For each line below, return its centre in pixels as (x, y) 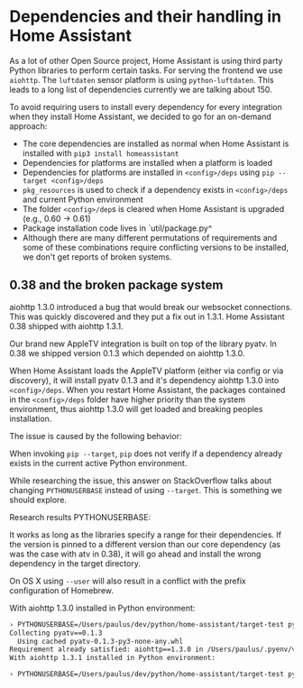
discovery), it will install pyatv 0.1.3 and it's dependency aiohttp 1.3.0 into (144, 380)
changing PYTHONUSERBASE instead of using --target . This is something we (146, 490)
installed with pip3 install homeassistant (101, 153)
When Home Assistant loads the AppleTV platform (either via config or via (147, 371)
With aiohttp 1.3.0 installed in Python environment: (102, 608)
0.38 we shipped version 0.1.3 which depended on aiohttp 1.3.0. (127, 353)
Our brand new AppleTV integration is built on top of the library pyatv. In (143, 344)
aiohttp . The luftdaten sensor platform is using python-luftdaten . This (142, 79)
